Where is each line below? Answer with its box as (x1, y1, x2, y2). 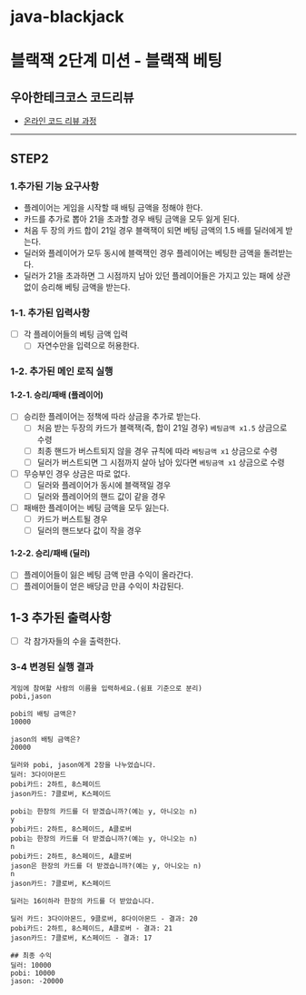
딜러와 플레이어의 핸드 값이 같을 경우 (36, 490, 166, 501)
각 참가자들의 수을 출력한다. (23, 635, 122, 646)
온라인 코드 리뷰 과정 (23, 115, 97, 126)
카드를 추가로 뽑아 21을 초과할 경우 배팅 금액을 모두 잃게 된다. (23, 213, 240, 224)
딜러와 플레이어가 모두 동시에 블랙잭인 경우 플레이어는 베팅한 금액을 (23, 247, 262, 258)
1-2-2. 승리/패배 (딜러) (10, 547, 91, 558)
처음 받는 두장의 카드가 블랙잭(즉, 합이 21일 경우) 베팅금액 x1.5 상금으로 (36, 422, 288, 433)
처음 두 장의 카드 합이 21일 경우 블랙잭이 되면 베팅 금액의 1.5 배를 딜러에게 (23, 224, 284, 235)
